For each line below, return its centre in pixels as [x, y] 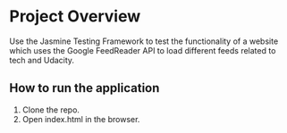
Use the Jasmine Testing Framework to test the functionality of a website [144, 41]
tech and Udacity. [42, 60]
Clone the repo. [51, 110]
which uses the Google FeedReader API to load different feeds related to [143, 50]
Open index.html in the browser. [81, 119]
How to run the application [84, 88]
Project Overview [75, 17]
